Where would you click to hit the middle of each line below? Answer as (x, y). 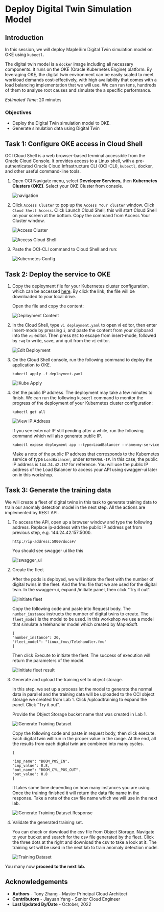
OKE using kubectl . (24, 55)
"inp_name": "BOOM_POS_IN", (41, 761)
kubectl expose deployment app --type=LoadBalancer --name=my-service (86, 445)
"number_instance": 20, (36, 637)
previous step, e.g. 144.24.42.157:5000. (52, 532)
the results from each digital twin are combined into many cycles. (78, 744)
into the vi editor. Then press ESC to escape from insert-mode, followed (84, 335)
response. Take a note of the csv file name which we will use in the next (85, 798)
